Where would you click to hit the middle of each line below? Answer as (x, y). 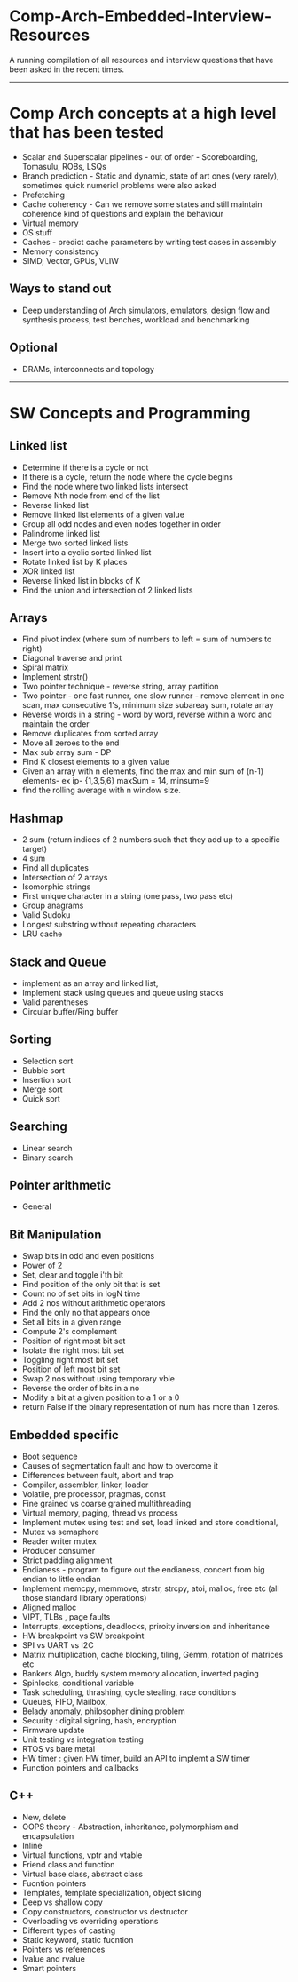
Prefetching (43, 195)
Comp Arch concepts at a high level (143, 114)
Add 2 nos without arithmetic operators (94, 1303)
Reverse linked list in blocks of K (81, 580)
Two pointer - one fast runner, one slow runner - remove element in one (153, 696)
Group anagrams (53, 906)
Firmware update (53, 1730)
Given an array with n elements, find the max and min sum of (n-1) (143, 771)
